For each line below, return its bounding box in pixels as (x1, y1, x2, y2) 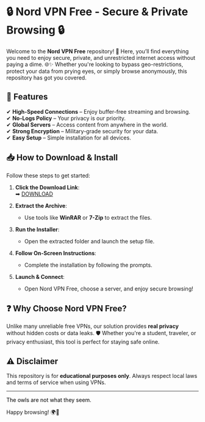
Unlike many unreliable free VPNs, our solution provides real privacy (6, 322, 179, 330)
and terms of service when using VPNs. (6, 379, 106, 386)
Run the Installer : (15, 226, 60, 233)
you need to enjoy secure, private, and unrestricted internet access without (6, 54, 196, 61)
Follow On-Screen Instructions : (15, 249, 96, 257)
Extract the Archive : (15, 202, 67, 209)
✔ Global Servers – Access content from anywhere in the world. (6, 120, 168, 128)
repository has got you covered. (6, 74, 87, 81)
